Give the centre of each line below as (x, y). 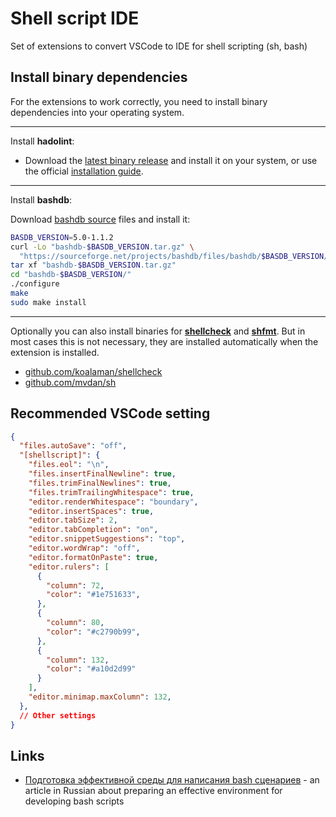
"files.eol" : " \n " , (69, 465)
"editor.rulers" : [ (69, 567)
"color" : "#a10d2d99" (91, 669)
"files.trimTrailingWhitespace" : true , (111, 492)
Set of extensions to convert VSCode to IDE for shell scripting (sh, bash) (159, 46)
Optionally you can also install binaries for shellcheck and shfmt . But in (158, 331)
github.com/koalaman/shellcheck (93, 371)
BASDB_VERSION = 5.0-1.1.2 (62, 237)
